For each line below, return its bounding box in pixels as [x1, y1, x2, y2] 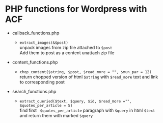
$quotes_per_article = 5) [19, 103, 73, 108]
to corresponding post [19, 79, 65, 85]
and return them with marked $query [19, 112, 93, 118]
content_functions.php [12, 59, 58, 65]
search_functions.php [12, 88, 56, 94]
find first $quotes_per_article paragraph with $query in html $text [19, 107, 156, 113]
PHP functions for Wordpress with [5, 3, 147, 15]
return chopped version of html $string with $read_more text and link [19, 74, 158, 80]
